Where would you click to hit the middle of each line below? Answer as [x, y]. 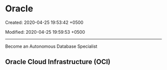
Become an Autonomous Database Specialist [51, 46]
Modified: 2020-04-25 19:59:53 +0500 [45, 32]
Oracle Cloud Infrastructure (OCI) [58, 62]
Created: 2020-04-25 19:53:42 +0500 [44, 22]
